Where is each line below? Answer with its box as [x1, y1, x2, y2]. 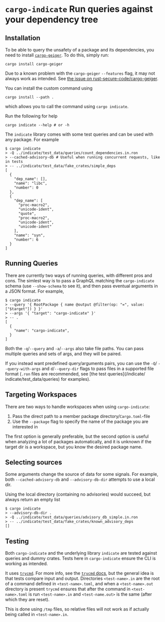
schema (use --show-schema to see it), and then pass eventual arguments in [5, 283, 158, 289]
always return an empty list [5, 497, 60, 503]
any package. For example [5, 137, 59, 142]
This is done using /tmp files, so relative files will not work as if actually [5, 606, 149, 612]
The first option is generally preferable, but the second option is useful [5, 433, 149, 439]
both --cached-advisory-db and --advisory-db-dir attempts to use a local [5, 476, 155, 482]
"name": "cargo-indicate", [14, 328, 70, 333]
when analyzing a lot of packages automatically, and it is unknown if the [5, 438, 152, 444]
